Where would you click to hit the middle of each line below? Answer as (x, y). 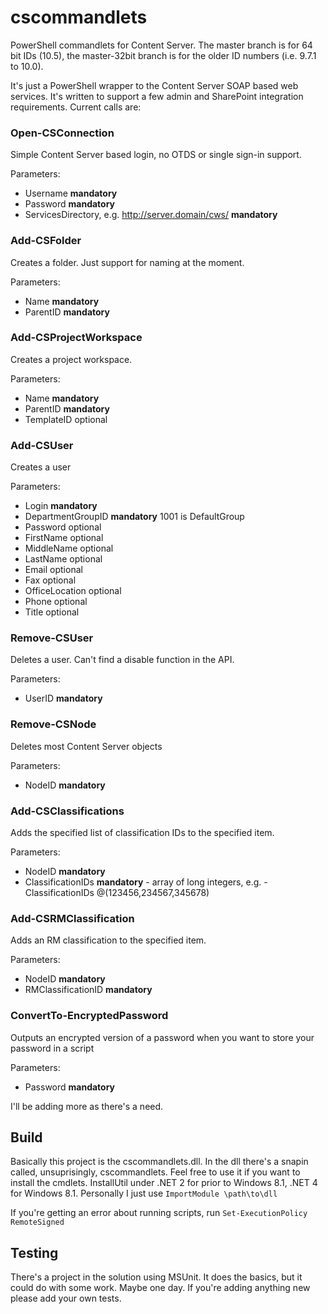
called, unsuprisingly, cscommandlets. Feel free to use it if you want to (155, 1172)
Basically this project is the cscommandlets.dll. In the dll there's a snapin (159, 1162)
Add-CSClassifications (67, 811)
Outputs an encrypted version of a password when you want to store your (162, 1037)
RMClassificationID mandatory (88, 990)
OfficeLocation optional (73, 591)
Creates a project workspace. (71, 359)
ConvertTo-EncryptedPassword (89, 1016)
